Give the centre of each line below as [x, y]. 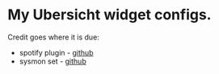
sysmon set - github [53, 61]
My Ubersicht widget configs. [109, 15]
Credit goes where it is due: [54, 37]
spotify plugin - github [56, 52]
